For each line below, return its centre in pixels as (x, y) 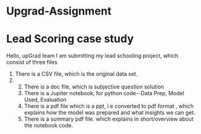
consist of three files (32, 62)
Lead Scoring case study (70, 39)
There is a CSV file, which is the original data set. (76, 74)
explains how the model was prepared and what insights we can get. (110, 113)
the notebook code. (48, 126)
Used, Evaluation (45, 100)
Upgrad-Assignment (59, 11)
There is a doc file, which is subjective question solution (94, 87)
